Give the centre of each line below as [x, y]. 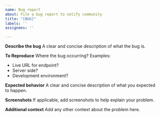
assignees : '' [20, 28]
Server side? [25, 71]
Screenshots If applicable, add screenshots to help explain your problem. [80, 100]
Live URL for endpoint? [35, 65]
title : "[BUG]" [21, 19]
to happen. [16, 90]
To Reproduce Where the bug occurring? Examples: [58, 56]
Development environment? [40, 76]
